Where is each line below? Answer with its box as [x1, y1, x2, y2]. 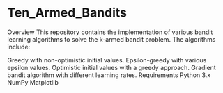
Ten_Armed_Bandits [7, 5, 128, 21]
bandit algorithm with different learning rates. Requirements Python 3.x [7, 71, 211, 79]
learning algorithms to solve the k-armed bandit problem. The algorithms [7, 35, 216, 43]
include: [7, 42, 31, 51]
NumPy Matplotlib [7, 78, 59, 86]
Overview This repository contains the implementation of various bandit [7, 28, 213, 36]
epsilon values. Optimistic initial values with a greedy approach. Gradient [7, 63, 216, 71]
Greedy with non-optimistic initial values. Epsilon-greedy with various [7, 56, 207, 64]
